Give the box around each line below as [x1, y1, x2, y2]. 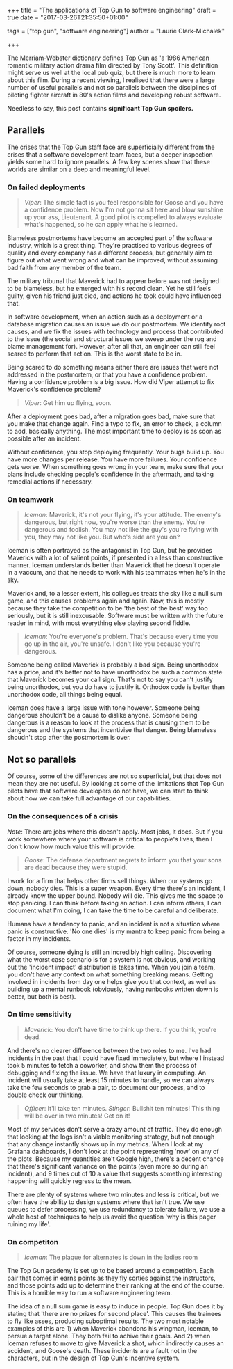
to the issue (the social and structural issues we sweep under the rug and [7, 335, 217, 343]
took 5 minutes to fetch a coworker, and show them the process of [7, 1061, 198, 1069]
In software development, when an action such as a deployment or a [7, 312, 203, 321]
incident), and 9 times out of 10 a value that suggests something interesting [7, 1169, 223, 1178]
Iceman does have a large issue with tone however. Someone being [7, 704, 200, 712]
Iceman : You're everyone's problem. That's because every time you [24, 633, 218, 641]
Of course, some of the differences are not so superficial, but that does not [7, 772, 222, 780]
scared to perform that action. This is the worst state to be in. [7, 349, 182, 358]
